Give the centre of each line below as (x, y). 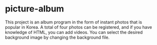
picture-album (35, 9)
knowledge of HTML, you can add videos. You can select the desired (74, 32)
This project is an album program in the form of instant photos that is (73, 22)
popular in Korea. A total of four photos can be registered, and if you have (78, 27)
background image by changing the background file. (57, 37)
